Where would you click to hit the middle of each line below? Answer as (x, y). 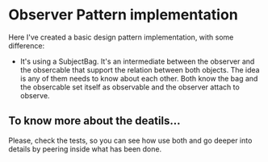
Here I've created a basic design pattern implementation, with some (121, 37)
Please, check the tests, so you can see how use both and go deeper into (130, 140)
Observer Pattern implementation (123, 15)
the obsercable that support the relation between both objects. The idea (140, 69)
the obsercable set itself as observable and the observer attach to (130, 87)
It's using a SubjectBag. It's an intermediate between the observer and (137, 61)
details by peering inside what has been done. (85, 149)
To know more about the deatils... (94, 121)
